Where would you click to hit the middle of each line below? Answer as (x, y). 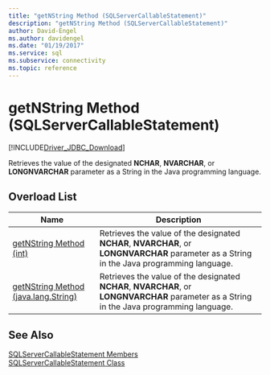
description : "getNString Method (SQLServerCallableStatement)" (118, 23)
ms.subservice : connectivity (57, 61)
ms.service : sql (35, 53)
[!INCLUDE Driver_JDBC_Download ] (67, 147)
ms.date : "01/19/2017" (46, 46)
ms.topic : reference (43, 68)
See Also (31, 335)
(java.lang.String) (45, 296)
